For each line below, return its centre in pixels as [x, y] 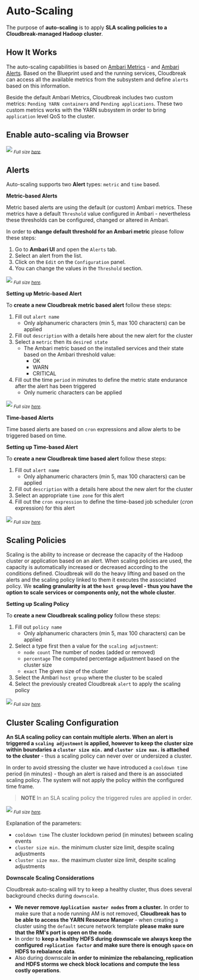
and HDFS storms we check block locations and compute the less [97, 964]
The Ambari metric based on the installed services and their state [104, 348]
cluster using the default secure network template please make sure [99, 926]
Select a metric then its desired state [61, 342]
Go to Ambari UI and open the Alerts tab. [66, 249]
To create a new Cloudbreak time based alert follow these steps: [86, 458]
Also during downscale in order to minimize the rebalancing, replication [104, 957]
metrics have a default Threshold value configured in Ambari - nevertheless [99, 214]
